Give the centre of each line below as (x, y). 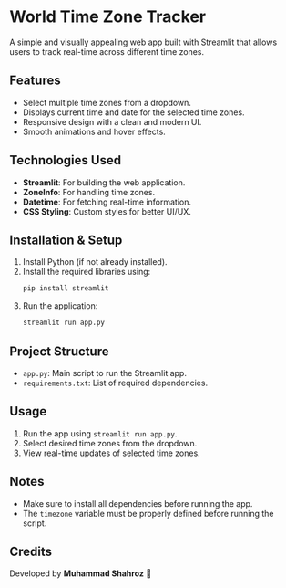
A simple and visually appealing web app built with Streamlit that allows (143, 42)
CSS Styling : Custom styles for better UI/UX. (107, 211)
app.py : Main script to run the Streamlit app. (104, 373)
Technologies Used (65, 160)
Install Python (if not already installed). (95, 262)
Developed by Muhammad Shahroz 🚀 (81, 573)
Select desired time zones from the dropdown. (110, 443)
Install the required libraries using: (87, 272)
